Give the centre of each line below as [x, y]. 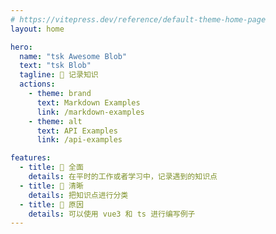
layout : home [37, 29]
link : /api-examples [79, 140]
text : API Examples [77, 131]
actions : [37, 84]
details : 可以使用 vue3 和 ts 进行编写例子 [112, 214]
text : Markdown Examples [88, 102]
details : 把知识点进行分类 [78, 195]
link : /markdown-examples [90, 112]
